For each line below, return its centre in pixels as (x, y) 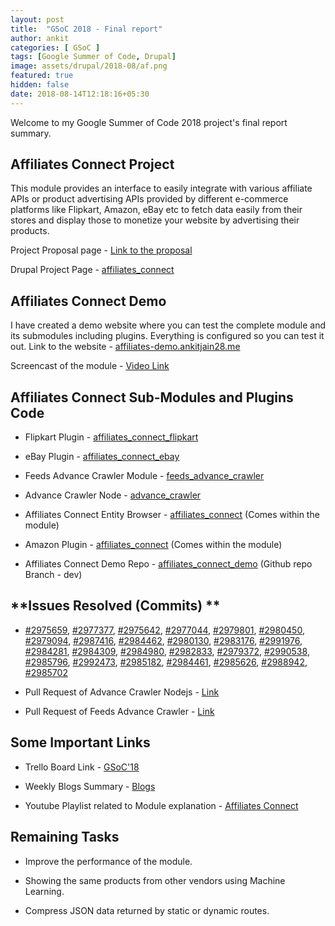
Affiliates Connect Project (92, 164)
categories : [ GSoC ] (55, 47)
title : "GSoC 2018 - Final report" (86, 29)
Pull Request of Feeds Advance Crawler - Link (119, 711)
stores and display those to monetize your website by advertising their (155, 220)
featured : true (42, 76)
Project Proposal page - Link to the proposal (101, 250)
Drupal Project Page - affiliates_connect (92, 270)
